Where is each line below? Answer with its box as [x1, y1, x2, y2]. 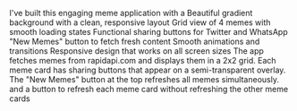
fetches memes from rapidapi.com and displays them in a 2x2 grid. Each [9, 55, 276, 65]
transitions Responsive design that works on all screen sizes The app [9, 46, 264, 56]
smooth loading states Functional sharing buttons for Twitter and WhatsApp [9, 27, 288, 37]
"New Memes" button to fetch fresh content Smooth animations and [9, 36, 260, 47]
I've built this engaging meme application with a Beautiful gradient [9, 8, 253, 18]
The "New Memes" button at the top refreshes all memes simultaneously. [9, 74, 280, 84]
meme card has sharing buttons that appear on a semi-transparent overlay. [9, 64, 286, 75]
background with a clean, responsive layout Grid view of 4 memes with [9, 17, 271, 28]
